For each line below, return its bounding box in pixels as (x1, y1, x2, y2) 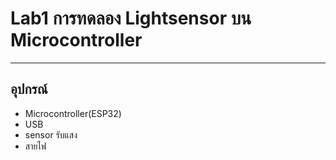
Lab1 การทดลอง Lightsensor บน (10, 7, 252, 30)
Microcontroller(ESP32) (24, 107, 122, 119)
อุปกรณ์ (10, 81, 48, 98)
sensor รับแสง (24, 128, 78, 141)
